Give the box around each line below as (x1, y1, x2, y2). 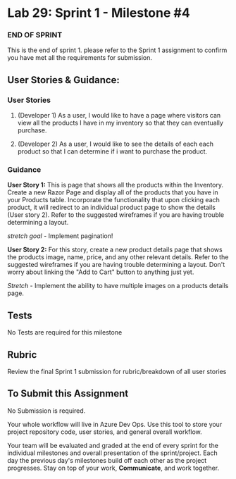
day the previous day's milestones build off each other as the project (7, 456, 207, 464)
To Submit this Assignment (7, 387, 129, 399)
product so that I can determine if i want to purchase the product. (17, 147, 208, 156)
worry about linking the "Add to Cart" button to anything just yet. (7, 268, 194, 276)
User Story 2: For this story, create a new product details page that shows (7, 245, 223, 254)
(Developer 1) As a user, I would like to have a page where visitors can (17, 111, 221, 120)
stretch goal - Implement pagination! (7, 232, 113, 240)
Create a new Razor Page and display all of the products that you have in (7, 188, 218, 197)
